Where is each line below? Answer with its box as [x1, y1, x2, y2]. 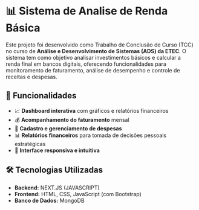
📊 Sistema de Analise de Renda [5, 4, 168, 18]
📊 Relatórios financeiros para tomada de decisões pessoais [14, 132, 167, 139]
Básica [5, 21, 41, 35]
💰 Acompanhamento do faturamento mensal [14, 116, 129, 123]
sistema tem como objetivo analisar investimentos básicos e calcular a [5, 54, 181, 61]
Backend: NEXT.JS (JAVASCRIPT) [14, 184, 100, 191]
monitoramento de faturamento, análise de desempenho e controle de [5, 66, 180, 74]
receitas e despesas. [5, 73, 58, 80]
